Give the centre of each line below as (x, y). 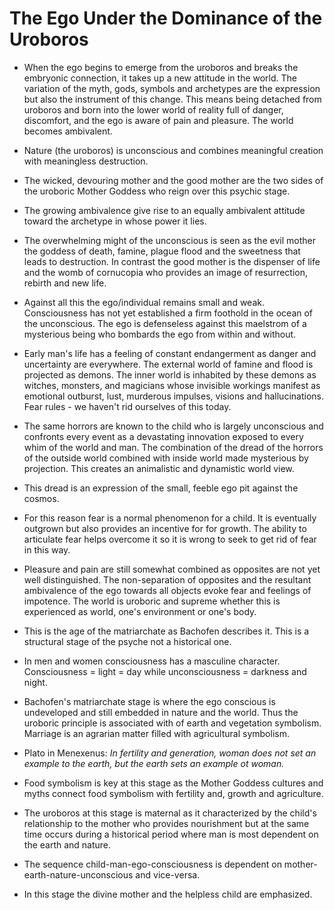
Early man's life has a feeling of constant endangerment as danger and (170, 353)
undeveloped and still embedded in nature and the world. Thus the (161, 712)
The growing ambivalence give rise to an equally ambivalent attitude (164, 210)
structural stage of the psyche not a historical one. (127, 641)
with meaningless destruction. (86, 161)
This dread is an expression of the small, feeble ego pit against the (161, 488)
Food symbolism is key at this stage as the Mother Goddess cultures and (173, 783)
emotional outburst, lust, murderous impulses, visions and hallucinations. (173, 396)
